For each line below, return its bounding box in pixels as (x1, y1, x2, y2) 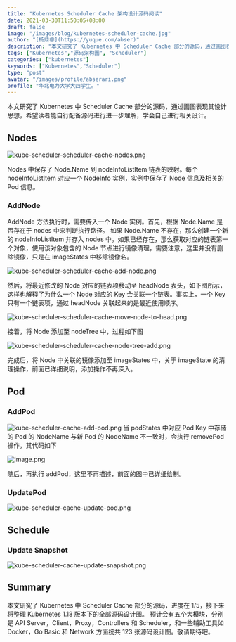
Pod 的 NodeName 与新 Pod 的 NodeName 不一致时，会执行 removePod (15, 432, 225, 441)
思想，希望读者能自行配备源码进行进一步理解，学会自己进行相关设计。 (7, 111, 211, 120)
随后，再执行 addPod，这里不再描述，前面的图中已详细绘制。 (7, 470, 185, 478)
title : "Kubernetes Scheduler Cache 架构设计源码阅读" (7, 10, 163, 18)
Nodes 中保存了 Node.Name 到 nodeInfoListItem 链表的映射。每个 (7, 165, 199, 174)
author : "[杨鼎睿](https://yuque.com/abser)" (7, 37, 140, 44)
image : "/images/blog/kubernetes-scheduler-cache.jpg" (7, 30, 171, 37)
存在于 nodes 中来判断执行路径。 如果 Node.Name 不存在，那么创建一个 (13, 226, 223, 235)
